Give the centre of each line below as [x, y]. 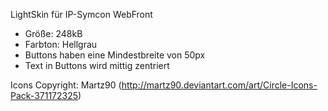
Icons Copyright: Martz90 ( [66, 85]
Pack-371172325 [44, 95]
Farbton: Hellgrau [61, 44]
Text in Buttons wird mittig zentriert [97, 65]
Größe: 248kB [53, 33]
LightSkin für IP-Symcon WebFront [81, 14]
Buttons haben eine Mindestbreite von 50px [115, 55]
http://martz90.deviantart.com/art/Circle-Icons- [219, 85]
